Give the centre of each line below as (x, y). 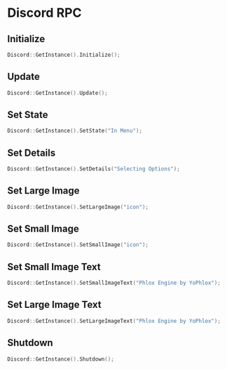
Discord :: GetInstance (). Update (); (58, 93)
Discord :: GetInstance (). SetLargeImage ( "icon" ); (78, 207)
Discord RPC (44, 13)
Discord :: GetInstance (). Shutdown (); (61, 359)
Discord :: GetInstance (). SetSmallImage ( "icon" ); (78, 245)
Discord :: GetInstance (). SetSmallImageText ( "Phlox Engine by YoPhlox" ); (114, 283)
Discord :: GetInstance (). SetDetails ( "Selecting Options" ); (94, 169)
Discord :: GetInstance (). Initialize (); (64, 55)
